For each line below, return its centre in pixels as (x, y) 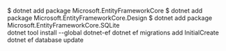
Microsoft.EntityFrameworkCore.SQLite (63, 25)
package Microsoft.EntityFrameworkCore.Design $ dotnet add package (110, 18)
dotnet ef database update (45, 40)
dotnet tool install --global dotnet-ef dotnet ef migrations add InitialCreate (113, 32)
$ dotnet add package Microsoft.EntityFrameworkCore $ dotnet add (105, 11)
